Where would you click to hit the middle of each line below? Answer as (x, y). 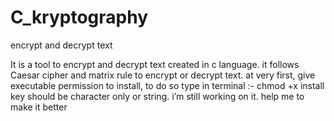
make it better (39, 107)
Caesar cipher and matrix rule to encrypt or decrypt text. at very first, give (163, 75)
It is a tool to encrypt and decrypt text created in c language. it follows (155, 64)
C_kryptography (79, 17)
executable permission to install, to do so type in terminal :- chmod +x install (167, 85)
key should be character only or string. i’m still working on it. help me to (157, 96)
